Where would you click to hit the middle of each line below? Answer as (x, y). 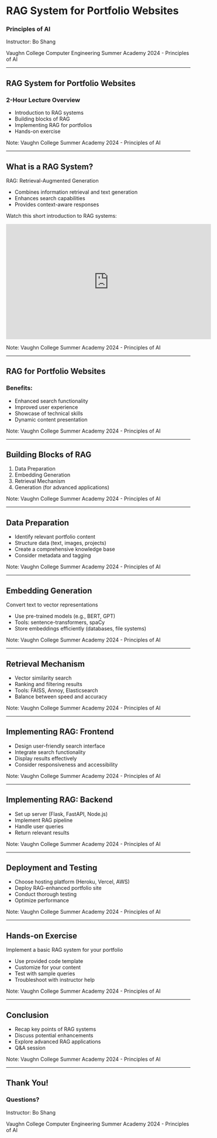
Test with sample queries (45, 974)
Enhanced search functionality (51, 401)
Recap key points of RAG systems (55, 1029)
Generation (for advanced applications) (62, 488)
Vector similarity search (43, 678)
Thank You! (27, 1083)
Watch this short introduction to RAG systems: (61, 215)
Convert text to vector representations (52, 605)
